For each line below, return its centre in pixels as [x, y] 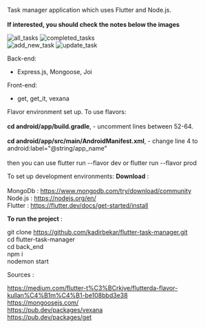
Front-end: [22, 85]
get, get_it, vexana [43, 98]
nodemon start [28, 261]
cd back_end [25, 247]
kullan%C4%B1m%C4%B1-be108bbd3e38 [68, 295]
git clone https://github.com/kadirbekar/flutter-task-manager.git [97, 232]
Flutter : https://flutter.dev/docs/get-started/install [78, 205]
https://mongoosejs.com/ [43, 303]
